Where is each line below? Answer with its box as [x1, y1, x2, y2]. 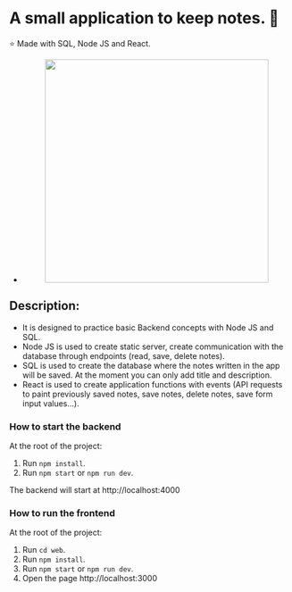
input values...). [21, 397, 79, 409]
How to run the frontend [9, 506, 116, 519]
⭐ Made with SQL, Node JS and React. [9, 38, 151, 48]
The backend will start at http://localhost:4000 [9, 485, 180, 496]
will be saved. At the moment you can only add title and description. [21, 370, 272, 380]
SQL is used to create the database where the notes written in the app [21, 360, 280, 371]
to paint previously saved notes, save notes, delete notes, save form [21, 388, 273, 399]
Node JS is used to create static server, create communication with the [21, 341, 284, 352]
